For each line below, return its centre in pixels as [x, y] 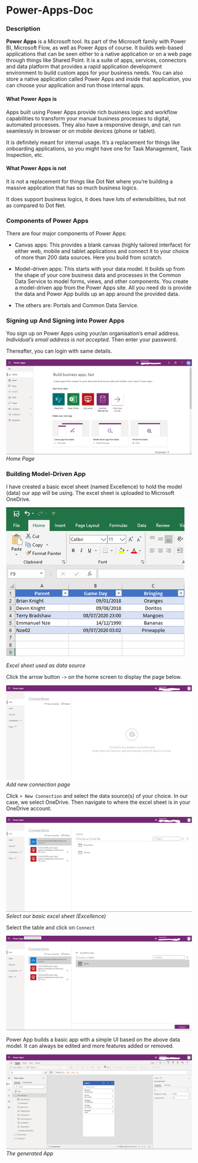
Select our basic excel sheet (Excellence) [56, 916]
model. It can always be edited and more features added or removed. [90, 1046]
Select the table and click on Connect [51, 927]
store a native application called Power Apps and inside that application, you [99, 79]
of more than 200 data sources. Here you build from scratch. [88, 258]
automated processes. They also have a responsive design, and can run [93, 124]
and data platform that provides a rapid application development [84, 67]
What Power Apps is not [36, 168]
